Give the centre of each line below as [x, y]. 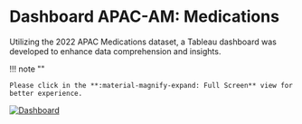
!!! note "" [27, 69]
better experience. [46, 93]
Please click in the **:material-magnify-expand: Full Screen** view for [151, 85]
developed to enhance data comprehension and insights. [115, 51]
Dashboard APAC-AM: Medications [145, 17]
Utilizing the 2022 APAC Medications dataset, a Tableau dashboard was [143, 42]
